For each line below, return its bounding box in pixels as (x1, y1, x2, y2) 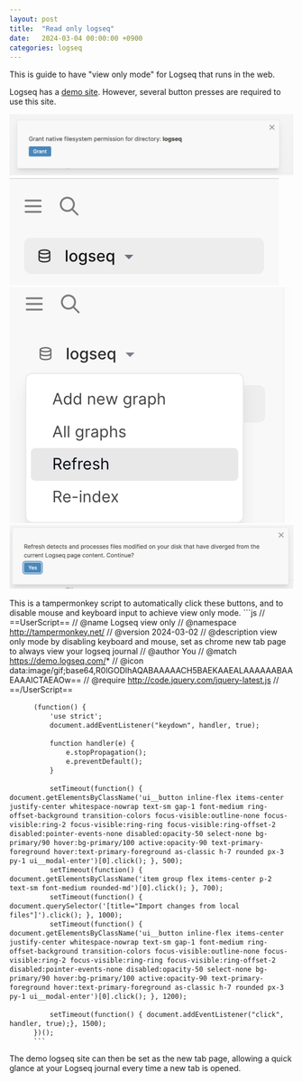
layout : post (9, 14, 59, 24)
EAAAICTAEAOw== (9, 674, 82, 685)
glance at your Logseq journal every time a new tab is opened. (9, 1062, 242, 1073)
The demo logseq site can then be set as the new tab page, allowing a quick (9, 1053, 292, 1064)
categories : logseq (9, 43, 83, 52)
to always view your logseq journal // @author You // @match (9, 645, 237, 656)
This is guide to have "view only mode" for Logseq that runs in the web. (9, 69, 275, 80)
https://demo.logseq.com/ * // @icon (9, 655, 144, 666)
